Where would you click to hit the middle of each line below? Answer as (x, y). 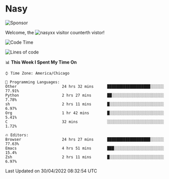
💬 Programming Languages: (32, 82)
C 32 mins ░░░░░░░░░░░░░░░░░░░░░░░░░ (85, 122)
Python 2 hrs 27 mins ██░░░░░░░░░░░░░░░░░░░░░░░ (85, 95)
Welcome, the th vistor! (55, 32)
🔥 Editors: (17, 135)
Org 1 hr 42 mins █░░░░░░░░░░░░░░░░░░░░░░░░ (85, 113)
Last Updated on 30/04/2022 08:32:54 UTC (51, 171)
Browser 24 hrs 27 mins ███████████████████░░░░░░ (85, 139)
